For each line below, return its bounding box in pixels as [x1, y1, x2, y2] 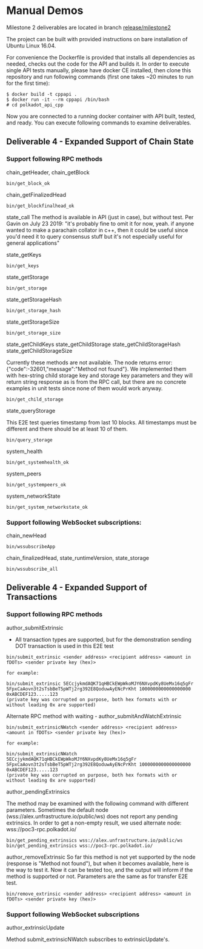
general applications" [6, 239, 59, 247]
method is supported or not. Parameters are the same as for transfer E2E [6, 872, 188, 880]
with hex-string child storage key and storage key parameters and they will [6, 372, 193, 379]
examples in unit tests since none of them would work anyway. [6, 384, 163, 392]
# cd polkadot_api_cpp [6, 101, 64, 108]
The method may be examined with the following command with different [6, 800, 189, 807]
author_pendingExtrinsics [6, 787, 70, 795]
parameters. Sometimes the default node [6, 806, 109, 814]
